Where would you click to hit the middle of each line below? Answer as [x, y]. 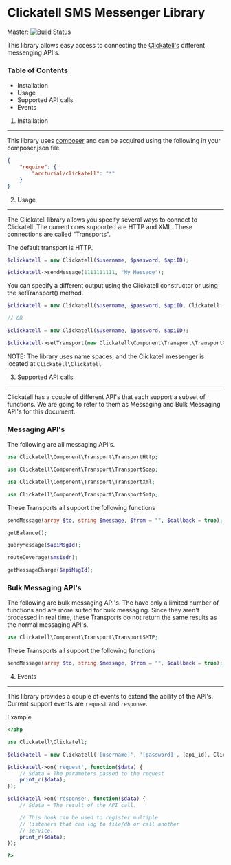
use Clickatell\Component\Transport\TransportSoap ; [82, 470]
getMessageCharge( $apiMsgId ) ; [51, 570]
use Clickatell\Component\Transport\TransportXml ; [81, 482]
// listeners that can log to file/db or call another [100, 824]
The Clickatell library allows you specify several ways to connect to [102, 220]
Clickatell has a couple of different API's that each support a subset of [107, 397]
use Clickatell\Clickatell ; [47, 742]
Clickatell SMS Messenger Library [106, 13]
